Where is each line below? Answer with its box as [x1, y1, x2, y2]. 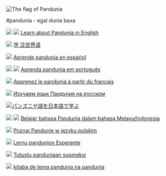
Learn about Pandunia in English [20, 29, 99, 36]
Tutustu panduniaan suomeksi [13, 151, 86, 158]
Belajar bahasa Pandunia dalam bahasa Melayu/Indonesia [20, 115, 160, 122]
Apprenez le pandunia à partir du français [13, 78, 114, 85]
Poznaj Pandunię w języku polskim [13, 127, 97, 134]
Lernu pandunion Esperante [13, 139, 81, 146]
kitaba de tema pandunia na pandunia [13, 164, 104, 170]
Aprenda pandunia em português [20, 66, 101, 73]
